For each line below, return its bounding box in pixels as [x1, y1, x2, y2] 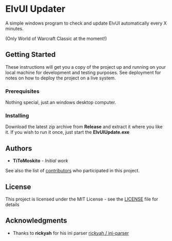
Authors [5, 144, 32, 153]
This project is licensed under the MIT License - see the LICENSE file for [5, 196, 158, 202]
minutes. [5, 25, 24, 31]
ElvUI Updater [5, 3, 66, 15]
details [5, 201, 20, 208]
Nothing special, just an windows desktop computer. [5, 99, 117, 106]
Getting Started [5, 50, 56, 59]
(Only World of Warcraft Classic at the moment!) [5, 35, 107, 42]
